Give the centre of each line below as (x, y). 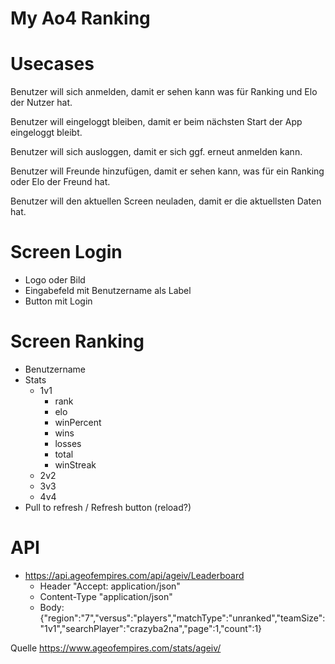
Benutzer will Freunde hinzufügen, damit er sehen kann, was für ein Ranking (167, 171)
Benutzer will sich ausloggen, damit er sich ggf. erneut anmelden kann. (156, 152)
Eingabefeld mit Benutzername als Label (108, 291)
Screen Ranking (77, 341)
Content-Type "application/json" (106, 596)
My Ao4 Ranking (80, 18)
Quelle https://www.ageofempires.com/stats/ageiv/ (116, 648)
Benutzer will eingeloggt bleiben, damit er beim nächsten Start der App (156, 122)
